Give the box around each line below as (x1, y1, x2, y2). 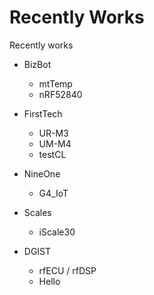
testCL (38, 148, 67, 160)
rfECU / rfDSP (38, 264, 97, 276)
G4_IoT (38, 187, 69, 199)
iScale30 (38, 226, 76, 238)
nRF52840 (38, 88, 83, 100)
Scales (23, 206, 52, 218)
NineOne (23, 167, 61, 180)
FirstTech (23, 107, 63, 120)
